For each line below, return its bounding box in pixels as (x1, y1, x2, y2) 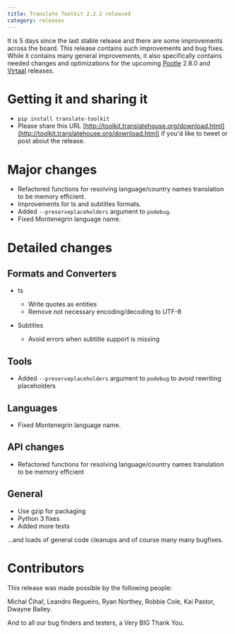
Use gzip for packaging (17, 506, 86, 515)
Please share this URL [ (17, 121, 86, 131)
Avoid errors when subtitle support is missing (28, 335, 160, 343)
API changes (7, 441, 65, 453)
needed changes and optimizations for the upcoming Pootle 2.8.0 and (7, 59, 210, 67)
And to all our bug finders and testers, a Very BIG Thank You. (7, 618, 185, 627)
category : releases (7, 17, 65, 24)
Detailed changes (7, 239, 113, 256)
